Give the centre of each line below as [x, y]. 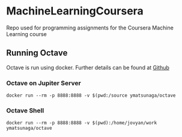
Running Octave [37, 53]
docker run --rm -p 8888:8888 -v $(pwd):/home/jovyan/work [82, 123]
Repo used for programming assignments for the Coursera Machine [90, 28]
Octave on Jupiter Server [44, 83]
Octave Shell [25, 111]
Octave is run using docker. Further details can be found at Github [88, 67]
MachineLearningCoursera [75, 11]
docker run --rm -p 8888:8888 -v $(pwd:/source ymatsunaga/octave [91, 96]
